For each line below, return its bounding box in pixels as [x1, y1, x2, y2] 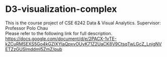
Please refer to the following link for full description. [5, 30, 113, 36]
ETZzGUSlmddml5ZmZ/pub [5, 46, 62, 52]
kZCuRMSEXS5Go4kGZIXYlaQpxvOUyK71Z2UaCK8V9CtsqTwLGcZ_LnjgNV [5, 41, 162, 47]
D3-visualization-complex [5, 3, 117, 15]
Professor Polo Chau [5, 25, 48, 31]
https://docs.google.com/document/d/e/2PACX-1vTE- [5, 36, 117, 42]
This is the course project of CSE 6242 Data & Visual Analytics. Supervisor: [5, 20, 161, 26]
